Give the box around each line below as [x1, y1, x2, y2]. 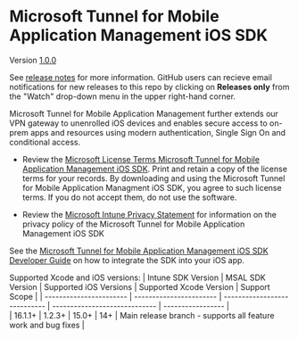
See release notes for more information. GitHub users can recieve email [9, 71, 272, 82]
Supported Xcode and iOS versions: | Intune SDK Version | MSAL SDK [9, 272, 266, 283]
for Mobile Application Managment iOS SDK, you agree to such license [21, 182, 283, 193]
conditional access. [9, 136, 81, 147]
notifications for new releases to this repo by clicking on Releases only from [9, 81, 290, 92]
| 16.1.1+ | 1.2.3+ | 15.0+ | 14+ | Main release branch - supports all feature [9, 310, 275, 320]
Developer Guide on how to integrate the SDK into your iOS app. [9, 254, 245, 265]
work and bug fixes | [9, 319, 85, 330]
